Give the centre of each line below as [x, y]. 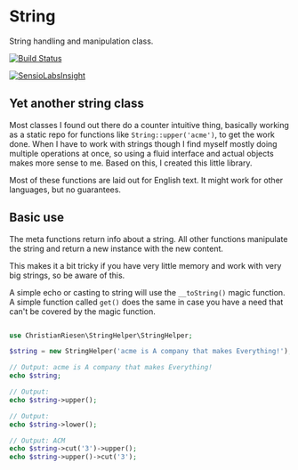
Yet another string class [77, 104]
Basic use [37, 218]
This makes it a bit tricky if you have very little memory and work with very [145, 265]
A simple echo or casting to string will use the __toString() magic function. [148, 292]
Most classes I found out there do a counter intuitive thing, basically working [149, 125]
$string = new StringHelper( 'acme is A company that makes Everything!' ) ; [151, 352]
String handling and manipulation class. [81, 41]
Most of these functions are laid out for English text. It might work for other [146, 180]
